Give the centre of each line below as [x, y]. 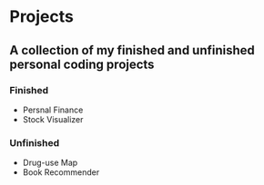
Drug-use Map [50, 163]
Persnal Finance [53, 110]
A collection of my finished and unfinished [132, 50]
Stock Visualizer [53, 119]
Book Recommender [61, 172]
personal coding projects [82, 64]
